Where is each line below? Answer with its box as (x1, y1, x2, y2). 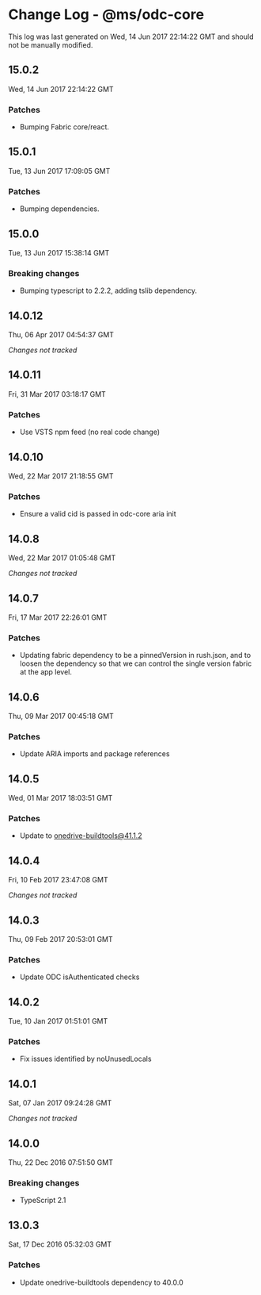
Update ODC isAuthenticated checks (19, 972, 140, 982)
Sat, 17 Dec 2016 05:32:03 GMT (8, 1239, 112, 1249)
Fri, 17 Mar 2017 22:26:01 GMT (8, 613, 108, 622)
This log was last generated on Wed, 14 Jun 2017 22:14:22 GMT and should (8, 32, 254, 41)
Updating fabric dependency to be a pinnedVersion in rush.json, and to (19, 651, 252, 660)
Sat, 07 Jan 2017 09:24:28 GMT (8, 1098, 112, 1108)
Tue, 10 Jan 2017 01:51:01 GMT (8, 1016, 108, 1026)
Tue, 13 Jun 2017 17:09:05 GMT (8, 166, 111, 175)
